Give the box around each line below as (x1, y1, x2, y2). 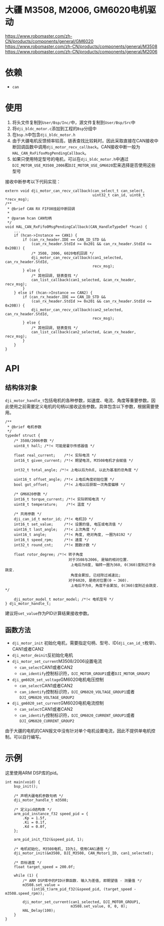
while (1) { (14, 873, 38, 878)
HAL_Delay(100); (22, 908, 56, 913)
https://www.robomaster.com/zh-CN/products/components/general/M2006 (5, 48, 158, 54)
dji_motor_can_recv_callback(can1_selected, (31, 255, 123, 260)
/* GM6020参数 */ (14, 492, 48, 496)
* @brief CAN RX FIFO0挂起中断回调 (7, 206, 75, 211)
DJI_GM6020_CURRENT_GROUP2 (19, 719, 75, 723)
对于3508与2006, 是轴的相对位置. (68, 557, 129, 562)
